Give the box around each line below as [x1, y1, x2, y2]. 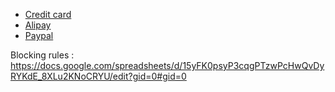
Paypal [24, 30, 54, 41]
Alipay [24, 19, 52, 31]
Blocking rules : [10, 49, 75, 61]
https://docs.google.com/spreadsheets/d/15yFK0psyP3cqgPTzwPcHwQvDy [10, 60, 325, 71]
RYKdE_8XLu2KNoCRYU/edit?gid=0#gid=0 [10, 70, 187, 82]
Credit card [24, 9, 72, 20]
